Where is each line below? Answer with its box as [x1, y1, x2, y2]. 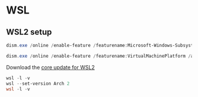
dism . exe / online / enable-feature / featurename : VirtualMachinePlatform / [6, 53, 192, 59]
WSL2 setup [6, 27, 52, 37]
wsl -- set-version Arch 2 [6, 81, 70, 86]
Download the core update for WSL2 [6, 63, 95, 71]
